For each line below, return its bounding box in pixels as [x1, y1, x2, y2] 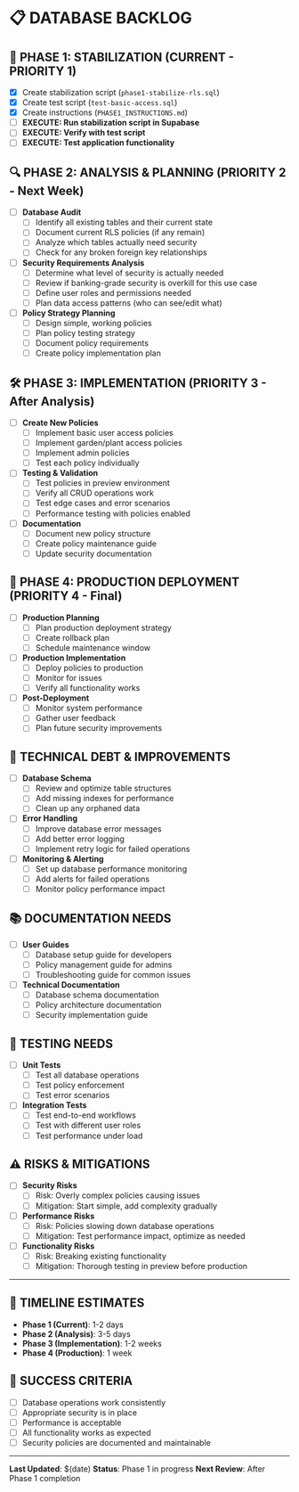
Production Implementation [21, 652, 126, 663]
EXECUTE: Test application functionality [21, 137, 175, 148]
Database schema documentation [35, 989, 160, 1000]
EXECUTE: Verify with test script [21, 127, 146, 138]
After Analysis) [9, 394, 95, 409]
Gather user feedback [35, 713, 117, 724]
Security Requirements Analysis [21, 257, 145, 268]
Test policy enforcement [35, 1080, 125, 1091]
